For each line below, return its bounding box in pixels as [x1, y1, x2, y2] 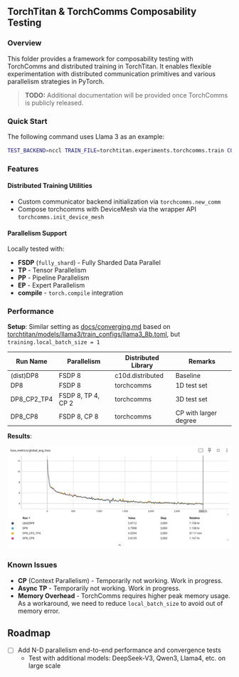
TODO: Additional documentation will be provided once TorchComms [24, 90, 228, 99]
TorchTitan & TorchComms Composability [7, 6, 197, 18]
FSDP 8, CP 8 [58, 412, 99, 421]
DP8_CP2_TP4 [10, 395, 53, 404]
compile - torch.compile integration [17, 288, 124, 298]
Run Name [16, 357, 48, 366]
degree [175, 416, 197, 424]
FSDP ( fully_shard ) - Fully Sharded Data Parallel [17, 258, 161, 267]
